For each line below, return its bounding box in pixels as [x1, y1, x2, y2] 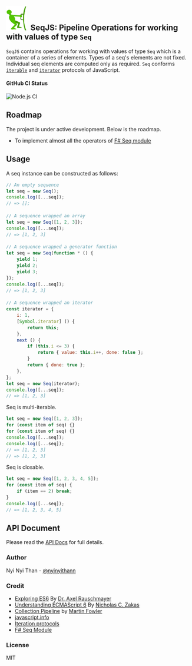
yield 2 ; [16, 263, 38, 269]
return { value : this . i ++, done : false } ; [37, 350, 144, 356]
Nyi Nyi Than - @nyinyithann [6, 566, 76, 574]
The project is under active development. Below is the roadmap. [6, 125, 161, 132]
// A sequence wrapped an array [6, 213, 85, 219]
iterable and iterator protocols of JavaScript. [6, 66, 120, 74]
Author [6, 554, 27, 562]
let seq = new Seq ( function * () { [6, 250, 94, 256]
